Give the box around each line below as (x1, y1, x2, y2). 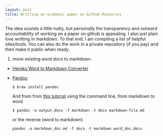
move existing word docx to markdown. (12, 56, 92, 62)
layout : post (5, 7, 32, 12)
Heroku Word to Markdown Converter (12, 65, 89, 71)
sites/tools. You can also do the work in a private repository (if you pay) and (5, 41, 159, 47)
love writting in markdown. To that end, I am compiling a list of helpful (5, 35, 146, 42)
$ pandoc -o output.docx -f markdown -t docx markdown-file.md (12, 108, 145, 113)
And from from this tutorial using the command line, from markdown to (12, 93, 155, 99)
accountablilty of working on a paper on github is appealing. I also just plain (5, 31, 158, 36)
